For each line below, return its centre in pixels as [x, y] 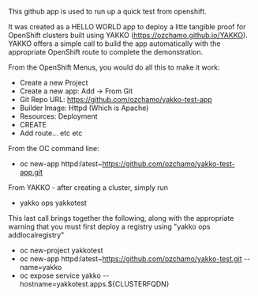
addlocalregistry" [36, 235]
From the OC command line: [54, 148]
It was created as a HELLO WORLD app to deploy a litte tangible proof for [127, 27]
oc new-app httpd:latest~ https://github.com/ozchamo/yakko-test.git [131, 259]
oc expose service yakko [60, 275]
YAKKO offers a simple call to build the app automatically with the [114, 44]
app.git [31, 172]
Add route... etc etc [51, 133]
